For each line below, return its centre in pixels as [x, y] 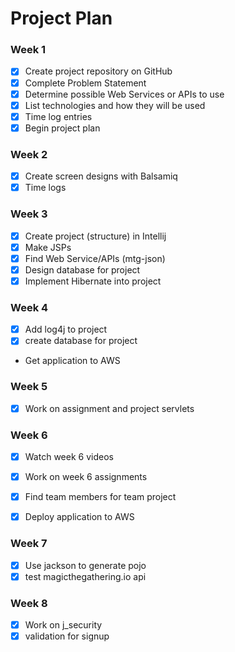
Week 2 [29, 154]
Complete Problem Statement [85, 83]
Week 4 [29, 307]
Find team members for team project [100, 497]
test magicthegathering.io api [85, 576]
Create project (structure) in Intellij [95, 236]
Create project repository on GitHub [98, 71]
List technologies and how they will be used [115, 105]
